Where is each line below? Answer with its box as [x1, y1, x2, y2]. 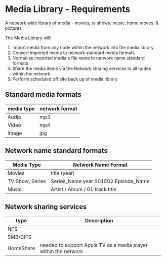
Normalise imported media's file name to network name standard [12, 55, 145, 61]
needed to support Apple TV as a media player [40, 242, 148, 249]
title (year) [50, 170, 75, 177]
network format [39, 105, 78, 112]
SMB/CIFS [7, 234, 32, 241]
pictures [5, 25, 22, 31]
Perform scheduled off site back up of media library [12, 76, 118, 82]
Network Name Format [73, 161, 127, 168]
